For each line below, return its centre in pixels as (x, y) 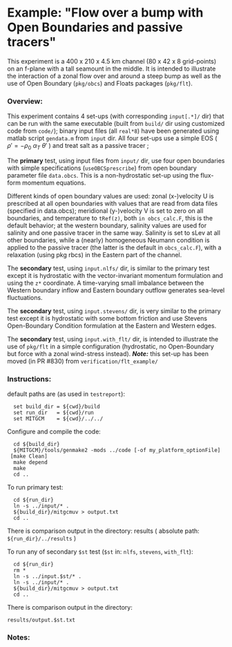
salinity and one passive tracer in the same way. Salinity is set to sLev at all (114, 233)
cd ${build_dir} (37, 444)
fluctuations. (25, 298)
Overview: (25, 101)
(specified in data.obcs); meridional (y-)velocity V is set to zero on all (105, 211)
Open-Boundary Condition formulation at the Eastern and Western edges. (112, 326)
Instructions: (29, 379)
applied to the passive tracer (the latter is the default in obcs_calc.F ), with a (114, 247)
